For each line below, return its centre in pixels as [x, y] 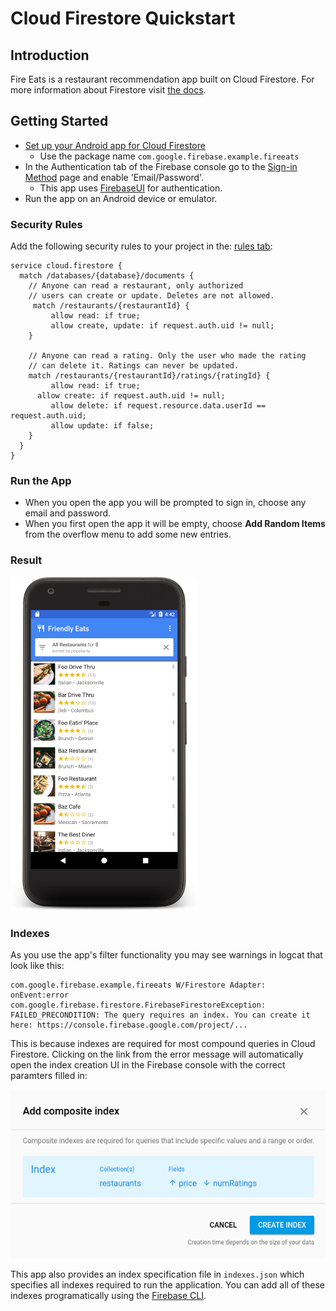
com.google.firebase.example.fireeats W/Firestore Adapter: [138, 985]
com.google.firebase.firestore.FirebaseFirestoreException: [138, 1005]
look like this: [37, 965]
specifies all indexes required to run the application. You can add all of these [167, 1285]
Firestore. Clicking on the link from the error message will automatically [157, 1054]
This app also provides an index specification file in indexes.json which [157, 1274]
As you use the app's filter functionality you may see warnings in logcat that [166, 955]
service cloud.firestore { [66, 266]
